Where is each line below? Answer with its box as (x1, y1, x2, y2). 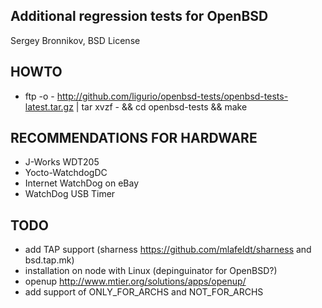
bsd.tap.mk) (24, 254, 75, 266)
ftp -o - (24, 90, 55, 102)
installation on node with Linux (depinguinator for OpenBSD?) (24, 265, 278, 277)
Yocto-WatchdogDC (24, 167, 108, 179)
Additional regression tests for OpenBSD (10, 8, 269, 25)
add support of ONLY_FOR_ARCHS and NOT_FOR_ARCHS (24, 286, 264, 298)
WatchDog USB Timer (24, 188, 116, 200)
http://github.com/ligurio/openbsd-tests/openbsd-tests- (56, 90, 289, 102)
